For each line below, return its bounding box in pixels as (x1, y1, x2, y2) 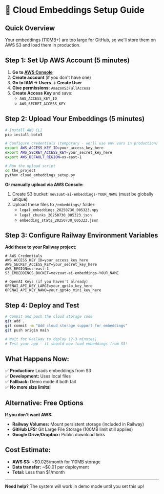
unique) (12, 196, 28, 202)
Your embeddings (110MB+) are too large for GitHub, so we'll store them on (5, 37, 156, 43)
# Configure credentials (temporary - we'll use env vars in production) (5, 141, 159, 146)
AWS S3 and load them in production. (5, 42, 81, 48)
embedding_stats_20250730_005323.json (19, 218, 99, 223)
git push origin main (5, 328, 49, 332)
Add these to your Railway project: (5, 244, 77, 250)
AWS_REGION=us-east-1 (5, 266, 49, 271)
